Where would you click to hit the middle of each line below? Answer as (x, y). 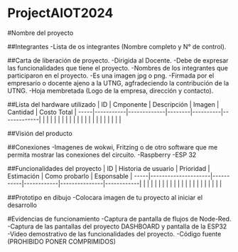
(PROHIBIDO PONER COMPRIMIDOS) (61, 241)
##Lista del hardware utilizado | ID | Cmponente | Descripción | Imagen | (113, 104)
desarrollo (22, 205)
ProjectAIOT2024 (60, 13)
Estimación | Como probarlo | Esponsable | (70, 176)
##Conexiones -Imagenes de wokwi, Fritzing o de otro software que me (113, 147)
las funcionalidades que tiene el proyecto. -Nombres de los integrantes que (118, 68)
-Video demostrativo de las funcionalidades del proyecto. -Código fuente (114, 233)
